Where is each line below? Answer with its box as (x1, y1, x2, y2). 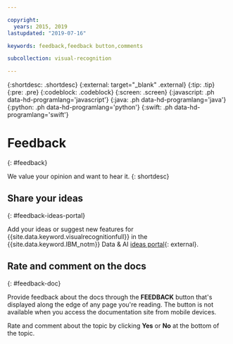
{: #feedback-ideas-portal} (7, 211, 86, 219)
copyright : (7, 16, 39, 23)
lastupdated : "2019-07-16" (7, 30, 87, 37)
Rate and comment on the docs (7, 260, 146, 272)
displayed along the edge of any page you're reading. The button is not (7, 300, 214, 309)
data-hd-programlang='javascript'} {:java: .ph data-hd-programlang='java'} (7, 96, 227, 104)
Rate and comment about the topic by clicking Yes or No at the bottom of (7, 321, 220, 330)
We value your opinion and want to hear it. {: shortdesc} (7, 172, 170, 180)
